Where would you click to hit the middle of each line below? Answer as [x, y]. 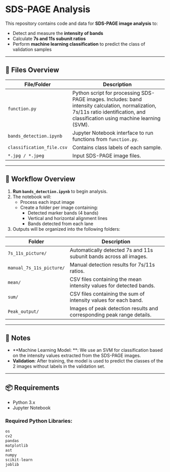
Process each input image [47, 202]
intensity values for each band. [107, 300]
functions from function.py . [106, 139]
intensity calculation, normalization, [115, 105]
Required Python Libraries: [39, 421]
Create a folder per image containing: [59, 207]
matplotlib [17, 446]
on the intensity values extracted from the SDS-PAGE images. [77, 355]
